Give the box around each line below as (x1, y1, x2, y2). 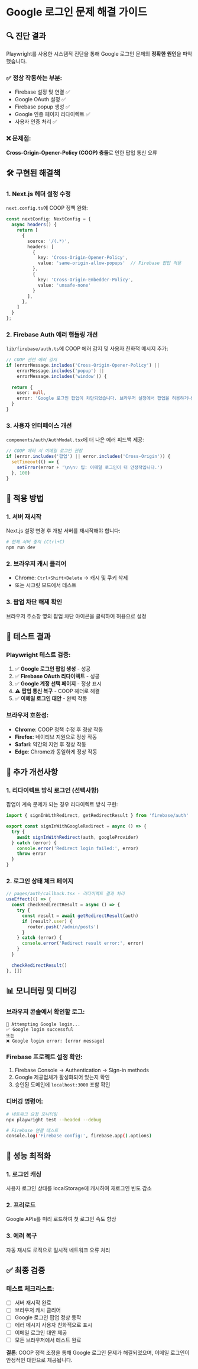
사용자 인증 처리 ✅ (14, 118, 57, 125)
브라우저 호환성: (6, 711, 49, 720)
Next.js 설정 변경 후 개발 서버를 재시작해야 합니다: (6, 527, 121, 534)
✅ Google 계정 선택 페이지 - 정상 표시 (14, 680, 102, 687)
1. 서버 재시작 (6, 512, 42, 521)
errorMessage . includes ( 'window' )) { (17, 373, 108, 379)
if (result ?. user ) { (21, 918, 73, 924)
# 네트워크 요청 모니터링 (6, 1111, 58, 1117)
